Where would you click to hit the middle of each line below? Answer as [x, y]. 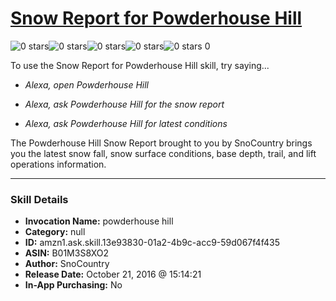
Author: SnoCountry [67, 264]
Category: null [55, 232]
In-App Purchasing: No [73, 285]
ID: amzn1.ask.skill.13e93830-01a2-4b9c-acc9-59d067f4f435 [152, 243]
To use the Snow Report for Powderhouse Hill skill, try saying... [140, 65]
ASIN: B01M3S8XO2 [67, 253]
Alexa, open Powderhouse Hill [87, 84]
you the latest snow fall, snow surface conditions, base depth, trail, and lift [163, 153]
